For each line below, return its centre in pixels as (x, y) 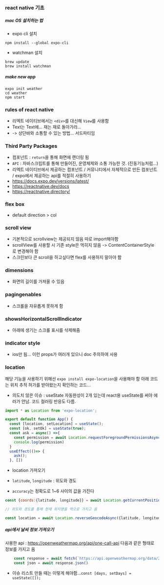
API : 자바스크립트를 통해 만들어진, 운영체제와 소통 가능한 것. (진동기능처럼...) (85, 164)
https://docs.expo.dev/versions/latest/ (51, 181)
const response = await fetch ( (46, 558)
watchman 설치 (27, 52)
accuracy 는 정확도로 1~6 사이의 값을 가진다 (53, 491)
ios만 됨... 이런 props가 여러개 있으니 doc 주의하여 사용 (65, 354)
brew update (17, 62)
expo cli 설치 (25, 33)
